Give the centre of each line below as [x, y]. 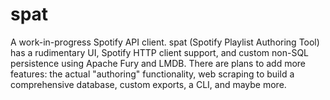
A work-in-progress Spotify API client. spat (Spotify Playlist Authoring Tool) [165, 42]
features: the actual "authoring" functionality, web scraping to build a [152, 74]
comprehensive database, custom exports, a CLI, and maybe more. [148, 84]
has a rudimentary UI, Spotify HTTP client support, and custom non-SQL [159, 52]
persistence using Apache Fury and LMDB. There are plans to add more [158, 63]
